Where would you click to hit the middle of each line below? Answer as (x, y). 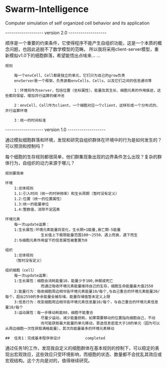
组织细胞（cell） (21, 270)
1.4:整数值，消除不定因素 (37, 209)
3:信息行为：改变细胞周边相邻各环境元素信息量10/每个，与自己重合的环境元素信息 (86, 302)
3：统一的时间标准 (30, 120)
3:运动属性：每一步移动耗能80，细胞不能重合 (54, 313)
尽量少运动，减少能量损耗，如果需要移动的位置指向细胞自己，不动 (98, 318)
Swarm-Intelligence (47, 9)
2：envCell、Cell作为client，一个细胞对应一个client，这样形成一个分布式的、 (87, 105)
